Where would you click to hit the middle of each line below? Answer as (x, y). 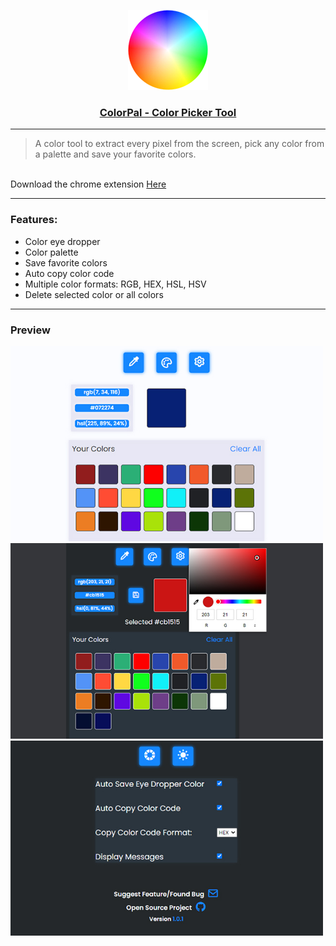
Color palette (51, 252)
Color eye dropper (62, 241)
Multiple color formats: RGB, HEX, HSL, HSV (115, 284)
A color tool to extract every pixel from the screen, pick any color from (179, 144)
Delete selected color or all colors (94, 294)
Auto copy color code (69, 273)
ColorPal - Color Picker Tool (168, 112)
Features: (34, 220)
